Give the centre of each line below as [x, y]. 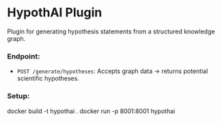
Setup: [18, 96]
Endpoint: [24, 56]
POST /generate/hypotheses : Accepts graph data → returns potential [112, 71]
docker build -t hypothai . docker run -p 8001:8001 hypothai [91, 111]
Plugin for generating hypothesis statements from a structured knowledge [111, 31]
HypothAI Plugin [55, 13]
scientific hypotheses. [48, 78]
